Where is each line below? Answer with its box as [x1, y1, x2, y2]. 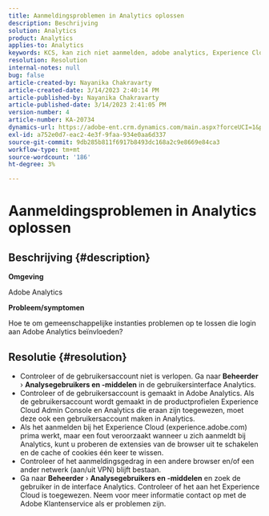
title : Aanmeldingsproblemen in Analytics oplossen [8, 11, 184, 20]
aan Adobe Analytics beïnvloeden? [8, 327, 123, 337]
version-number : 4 [8, 109, 70, 117]
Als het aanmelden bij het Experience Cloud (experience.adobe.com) [19, 422, 248, 432]
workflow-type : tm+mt [8, 146, 81, 154]
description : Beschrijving [8, 19, 98, 27]
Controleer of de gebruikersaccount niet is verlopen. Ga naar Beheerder [19, 371, 259, 381]
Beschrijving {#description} [8, 250, 151, 264]
